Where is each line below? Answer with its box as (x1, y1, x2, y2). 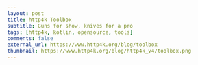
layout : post (7, 9, 45, 17)
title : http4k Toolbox (7, 16, 72, 23)
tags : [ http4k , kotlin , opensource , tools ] (7, 28, 134, 36)
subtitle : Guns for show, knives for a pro (7, 22, 134, 29)
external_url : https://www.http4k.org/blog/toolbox (7, 41, 158, 48)
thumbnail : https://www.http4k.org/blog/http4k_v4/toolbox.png (7, 48, 192, 55)
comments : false (7, 35, 53, 42)
